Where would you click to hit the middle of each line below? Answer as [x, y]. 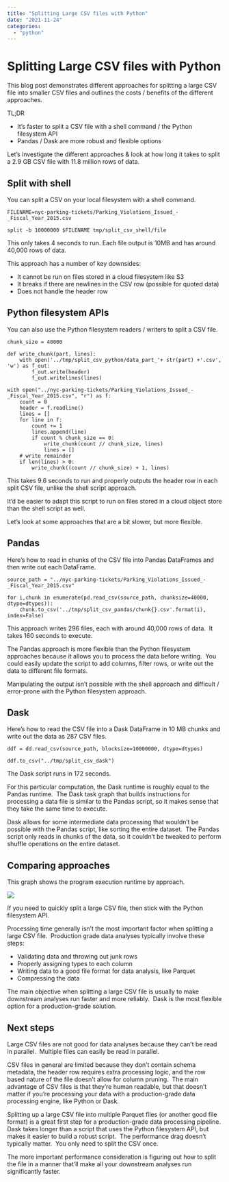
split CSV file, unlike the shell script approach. [72, 488]
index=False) [26, 615]
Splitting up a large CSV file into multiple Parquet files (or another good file [112, 1115]
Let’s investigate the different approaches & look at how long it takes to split [113, 154]
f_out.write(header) [61, 372]
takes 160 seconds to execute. [50, 635]
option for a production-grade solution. [62, 1006]
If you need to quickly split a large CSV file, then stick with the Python [105, 908]
